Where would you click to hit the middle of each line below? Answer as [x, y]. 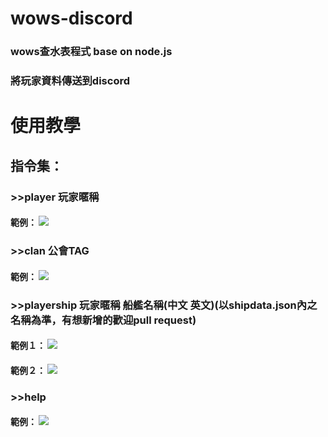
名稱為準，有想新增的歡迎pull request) [103, 320]
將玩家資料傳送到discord [70, 81]
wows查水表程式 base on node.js [91, 52]
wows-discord [71, 18]
